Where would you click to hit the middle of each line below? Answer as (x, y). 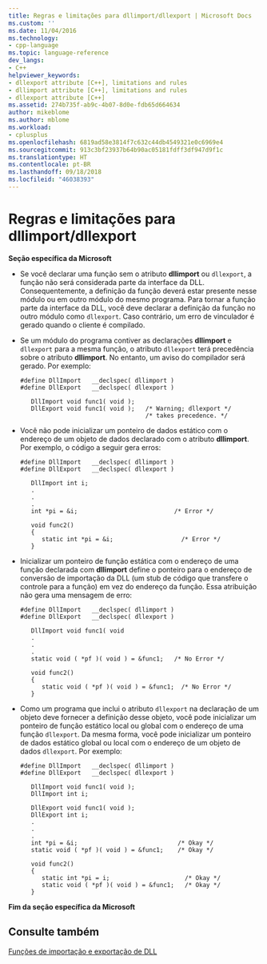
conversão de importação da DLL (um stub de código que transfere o (134, 578)
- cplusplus (28, 135)
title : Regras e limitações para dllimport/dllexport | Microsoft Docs (130, 16)
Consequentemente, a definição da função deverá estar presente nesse (138, 291)
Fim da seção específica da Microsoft (72, 906)
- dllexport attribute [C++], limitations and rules (98, 82)
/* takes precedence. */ (187, 416)
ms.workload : (30, 127)
